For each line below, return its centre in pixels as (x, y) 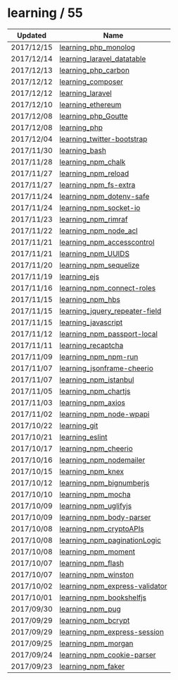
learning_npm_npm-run (99, 356)
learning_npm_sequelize (100, 265)
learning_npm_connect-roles (108, 288)
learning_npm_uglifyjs (96, 506)
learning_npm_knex (92, 471)
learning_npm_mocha (95, 494)
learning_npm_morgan (96, 643)
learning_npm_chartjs (95, 391)
